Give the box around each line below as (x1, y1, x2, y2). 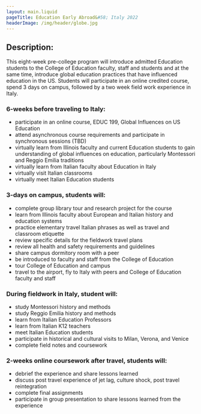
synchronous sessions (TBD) (14, 137, 87, 145)
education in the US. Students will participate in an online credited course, (6, 77, 190, 85)
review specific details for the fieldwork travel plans (14, 236, 143, 244)
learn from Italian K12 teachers (14, 322, 91, 330)
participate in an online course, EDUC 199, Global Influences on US (14, 118, 181, 126)
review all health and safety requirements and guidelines (14, 242, 155, 250)
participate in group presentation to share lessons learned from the (14, 395, 181, 403)
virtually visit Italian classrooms (14, 169, 93, 177)
